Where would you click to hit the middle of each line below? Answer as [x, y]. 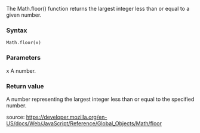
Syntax [17, 30]
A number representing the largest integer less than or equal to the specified [100, 99]
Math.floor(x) [24, 43]
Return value [25, 86]
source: [16, 117]
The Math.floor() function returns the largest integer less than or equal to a [98, 9]
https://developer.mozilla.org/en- [67, 117]
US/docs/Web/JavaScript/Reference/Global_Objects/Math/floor [84, 123]
